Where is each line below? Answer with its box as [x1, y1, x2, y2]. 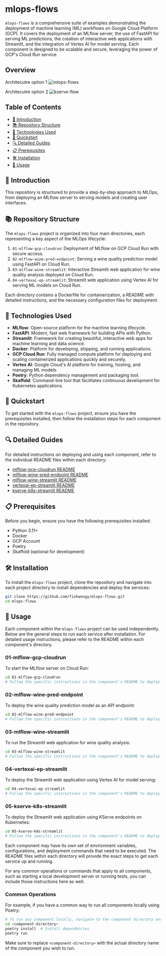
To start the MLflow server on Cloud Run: [5, 665, 89, 671]
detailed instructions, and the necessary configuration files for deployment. [5, 297, 159, 303]
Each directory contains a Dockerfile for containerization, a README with [5, 292, 154, 298]
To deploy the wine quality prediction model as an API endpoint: [5, 702, 135, 708]
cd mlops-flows [5, 599, 37, 604]
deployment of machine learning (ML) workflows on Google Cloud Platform [5, 25, 158, 31]
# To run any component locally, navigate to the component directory [5, 917, 154, 922]
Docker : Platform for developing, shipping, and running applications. [12, 346, 152, 352]
